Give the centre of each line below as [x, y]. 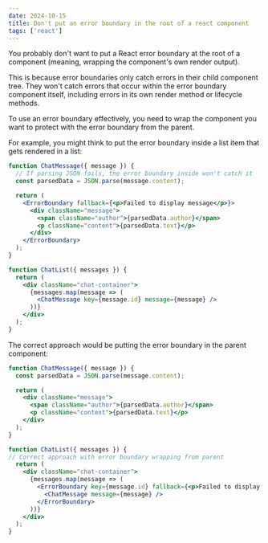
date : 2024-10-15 [37, 16]
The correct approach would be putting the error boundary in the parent [127, 345]
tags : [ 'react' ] [35, 31]
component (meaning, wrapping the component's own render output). [124, 62]
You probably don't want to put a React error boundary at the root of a [124, 54]
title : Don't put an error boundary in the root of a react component [129, 23]
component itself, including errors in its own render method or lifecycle [126, 95]
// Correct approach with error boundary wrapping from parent [116, 457]
